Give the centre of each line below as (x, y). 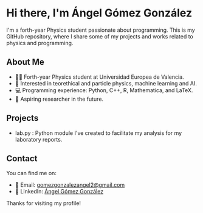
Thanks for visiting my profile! (43, 203)
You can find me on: (31, 173)
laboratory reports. (39, 139)
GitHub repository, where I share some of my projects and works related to (100, 36)
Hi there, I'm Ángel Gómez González (99, 13)
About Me (25, 62)
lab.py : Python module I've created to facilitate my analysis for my (98, 133)
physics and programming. (40, 43)
